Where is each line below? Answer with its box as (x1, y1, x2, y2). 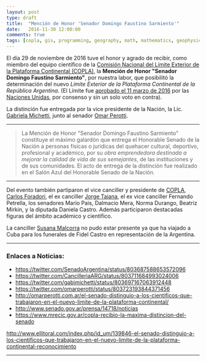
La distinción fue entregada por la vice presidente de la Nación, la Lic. (6, 106, 183, 112)
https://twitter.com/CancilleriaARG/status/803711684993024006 (15, 272, 179, 280)
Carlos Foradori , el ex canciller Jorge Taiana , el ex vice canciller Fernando (6, 193, 193, 200)
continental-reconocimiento (6, 343, 77, 350)
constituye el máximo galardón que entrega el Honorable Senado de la (21, 136, 200, 143)
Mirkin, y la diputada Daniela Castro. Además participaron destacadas (6, 206, 183, 213)
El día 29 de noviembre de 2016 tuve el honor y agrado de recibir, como (6, 55, 187, 61)
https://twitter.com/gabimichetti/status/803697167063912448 (15, 279, 172, 286)
